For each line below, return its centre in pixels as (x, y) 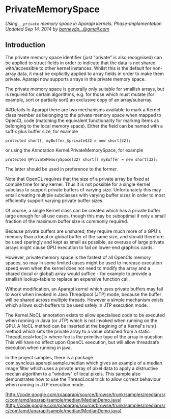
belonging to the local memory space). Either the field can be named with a (84, 126)
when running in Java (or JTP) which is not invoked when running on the (81, 321)
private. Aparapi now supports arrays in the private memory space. (76, 79)
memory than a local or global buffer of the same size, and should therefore (84, 236)
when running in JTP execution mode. (45, 384)
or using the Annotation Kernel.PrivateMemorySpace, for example (74, 150)
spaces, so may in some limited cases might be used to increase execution (84, 263)
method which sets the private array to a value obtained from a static (78, 331)
